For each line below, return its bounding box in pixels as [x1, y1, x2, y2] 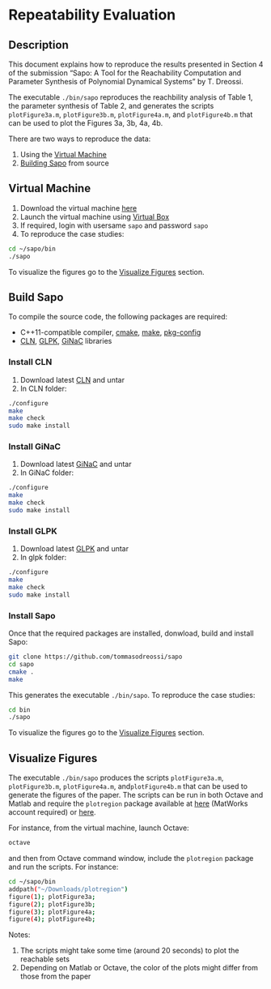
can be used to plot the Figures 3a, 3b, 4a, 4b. [8, 118, 163, 127]
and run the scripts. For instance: [8, 862, 119, 871]
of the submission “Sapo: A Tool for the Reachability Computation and [8, 68, 242, 78]
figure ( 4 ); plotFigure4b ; [8, 915, 95, 923]
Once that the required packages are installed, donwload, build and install [8, 628, 254, 638]
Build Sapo [8, 290, 64, 304]
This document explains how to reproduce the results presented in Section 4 [8, 59, 264, 69]
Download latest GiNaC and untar [19, 460, 132, 469]
